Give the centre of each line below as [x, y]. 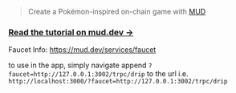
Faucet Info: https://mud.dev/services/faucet [82, 50]
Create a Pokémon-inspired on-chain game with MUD [117, 12]
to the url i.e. [167, 74]
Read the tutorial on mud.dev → [71, 32]
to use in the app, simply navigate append [77, 65]
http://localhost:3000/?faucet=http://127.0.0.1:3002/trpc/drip [118, 82]
